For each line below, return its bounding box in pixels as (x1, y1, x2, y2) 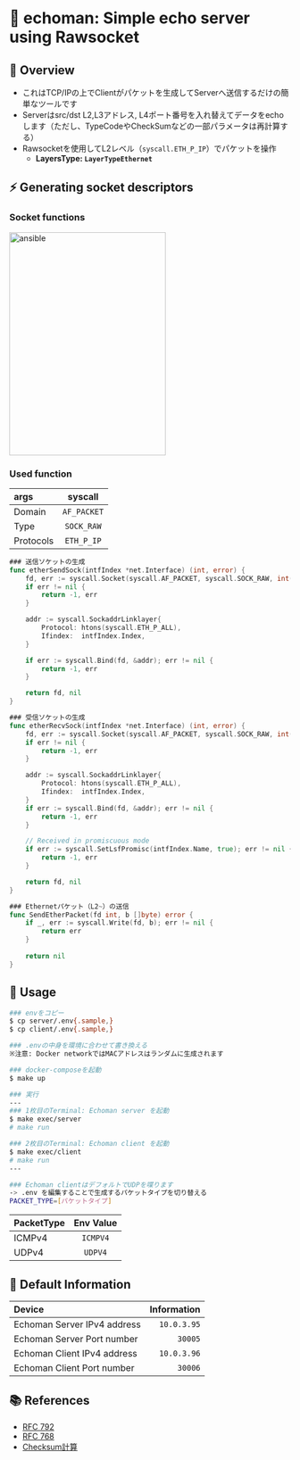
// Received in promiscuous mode (25, 836, 150, 846)
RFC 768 (21, 1431, 55, 1441)
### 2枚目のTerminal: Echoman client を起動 (9, 1140, 170, 1149)
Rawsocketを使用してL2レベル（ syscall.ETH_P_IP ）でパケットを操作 (21, 143, 277, 153)
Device (13, 1303, 45, 1315)
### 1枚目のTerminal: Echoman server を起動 (9, 1107, 170, 1116)
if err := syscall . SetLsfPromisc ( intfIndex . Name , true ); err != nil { (25, 845, 294, 854)
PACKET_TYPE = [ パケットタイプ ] (9, 1197, 112, 1206)
